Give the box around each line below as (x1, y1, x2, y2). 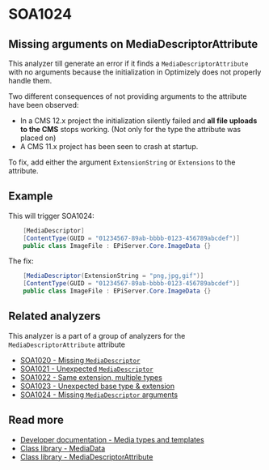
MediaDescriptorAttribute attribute (8, 340, 126, 349)
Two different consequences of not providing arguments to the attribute (8, 92, 247, 101)
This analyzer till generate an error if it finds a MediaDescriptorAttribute (8, 58, 249, 68)
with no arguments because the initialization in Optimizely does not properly (8, 67, 262, 77)
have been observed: (8, 100, 79, 109)
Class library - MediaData (19, 443, 106, 453)
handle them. (8, 76, 53, 85)
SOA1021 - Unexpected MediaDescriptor (19, 364, 153, 374)
